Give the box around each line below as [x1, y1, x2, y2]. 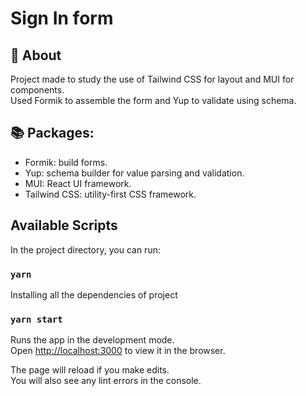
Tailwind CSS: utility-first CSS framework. [24, 188, 197, 200]
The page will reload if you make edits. [10, 364, 170, 376]
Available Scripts [10, 217, 118, 234]
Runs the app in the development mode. [10, 334, 175, 346]
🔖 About [10, 47, 62, 64]
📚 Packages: [10, 125, 95, 142]
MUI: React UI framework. [24, 177, 132, 189]
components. [10, 84, 65, 96]
